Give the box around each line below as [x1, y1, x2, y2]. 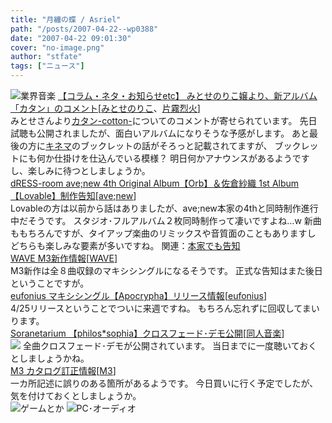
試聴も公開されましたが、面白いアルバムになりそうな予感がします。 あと [10, 127, 310, 139]
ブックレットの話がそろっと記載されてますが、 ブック [79, 140, 302, 151]
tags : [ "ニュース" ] [10, 61, 85, 71]
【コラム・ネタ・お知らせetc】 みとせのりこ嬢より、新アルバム [57, 90, 318, 101]
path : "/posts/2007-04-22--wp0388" [10, 24, 159, 34]
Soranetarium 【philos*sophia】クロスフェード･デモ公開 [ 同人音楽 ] [10, 327, 285, 339]
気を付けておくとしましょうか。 [10, 390, 142, 401]
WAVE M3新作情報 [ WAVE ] [10, 252, 118, 264]
